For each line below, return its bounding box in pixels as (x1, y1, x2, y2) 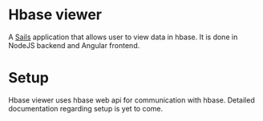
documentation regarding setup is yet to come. (8, 103, 164, 113)
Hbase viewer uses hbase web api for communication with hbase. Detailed (8, 95, 255, 105)
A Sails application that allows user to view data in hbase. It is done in (8, 32, 238, 42)
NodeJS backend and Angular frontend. (8, 40, 140, 50)
